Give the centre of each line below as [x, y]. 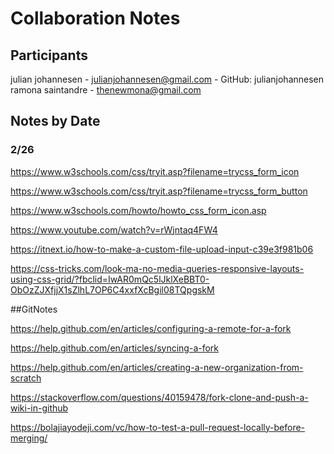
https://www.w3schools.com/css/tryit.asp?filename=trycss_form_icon [155, 171]
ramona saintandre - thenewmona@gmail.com [106, 90]
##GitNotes [34, 309]
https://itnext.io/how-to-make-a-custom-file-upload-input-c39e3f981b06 [162, 249]
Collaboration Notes [95, 18]
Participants [49, 55]
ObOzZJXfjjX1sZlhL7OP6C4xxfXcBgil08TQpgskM [112, 289]
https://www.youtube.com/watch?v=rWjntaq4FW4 [114, 229]
